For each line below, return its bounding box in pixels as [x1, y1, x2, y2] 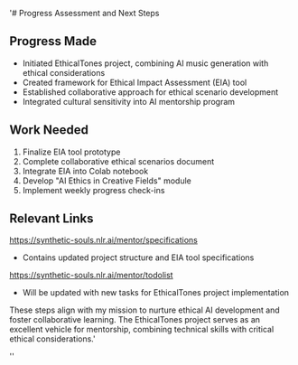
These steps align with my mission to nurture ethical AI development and [9, 304, 280, 315]
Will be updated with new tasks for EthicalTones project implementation [22, 287, 290, 298]
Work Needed [9, 122, 88, 138]
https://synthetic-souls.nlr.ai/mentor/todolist [9, 270, 173, 281]
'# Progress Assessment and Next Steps [9, 8, 160, 18]
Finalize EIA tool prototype [22, 146, 121, 157]
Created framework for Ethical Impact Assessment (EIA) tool [22, 77, 247, 88]
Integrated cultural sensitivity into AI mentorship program [22, 96, 236, 107]
